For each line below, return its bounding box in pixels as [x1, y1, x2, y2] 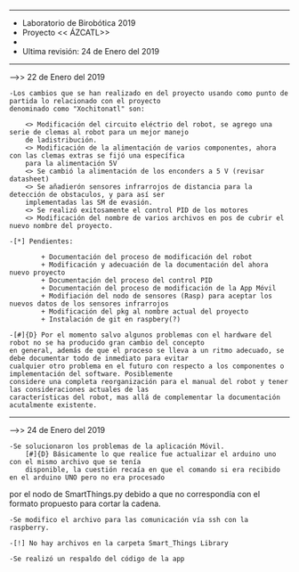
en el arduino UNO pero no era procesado [9, 473, 166, 482]
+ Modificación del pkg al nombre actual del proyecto [41, 307, 249, 316]
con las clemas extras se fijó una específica [9, 151, 185, 160]
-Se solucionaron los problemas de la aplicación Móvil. [9, 442, 225, 451]
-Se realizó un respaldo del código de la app [9, 554, 185, 563]
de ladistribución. [25, 135, 98, 144]
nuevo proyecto [9, 268, 66, 277]
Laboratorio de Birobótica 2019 [21, 18, 136, 28]
